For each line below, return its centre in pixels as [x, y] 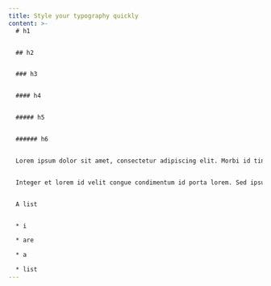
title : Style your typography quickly [73, 16]
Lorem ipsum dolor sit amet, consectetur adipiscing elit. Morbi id [133, 161]
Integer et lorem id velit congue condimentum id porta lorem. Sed [131, 183]
